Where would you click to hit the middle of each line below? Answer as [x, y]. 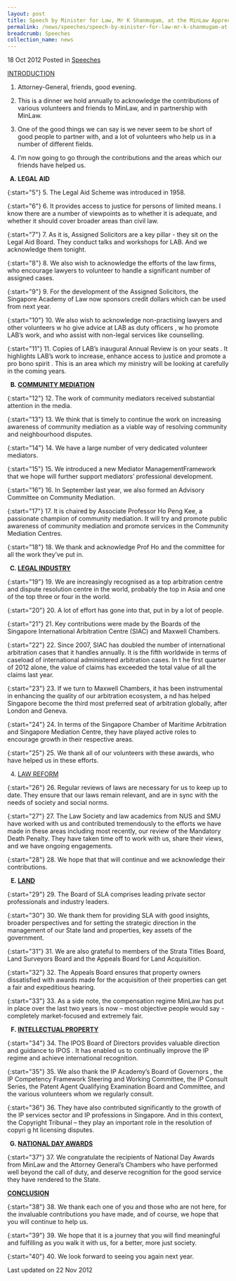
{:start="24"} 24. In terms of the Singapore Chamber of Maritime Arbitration [117, 725]
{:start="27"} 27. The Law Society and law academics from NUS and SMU [114, 816]
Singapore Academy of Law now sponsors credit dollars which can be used [117, 299]
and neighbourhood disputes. [50, 434]
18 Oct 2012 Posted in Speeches [54, 60]
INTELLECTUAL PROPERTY [58, 1030]
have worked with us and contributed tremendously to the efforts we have [114, 824]
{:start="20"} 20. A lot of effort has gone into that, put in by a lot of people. [116, 610]
